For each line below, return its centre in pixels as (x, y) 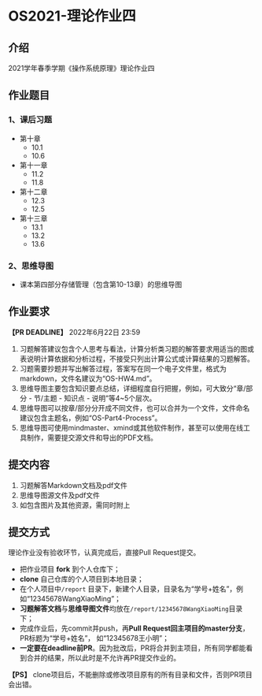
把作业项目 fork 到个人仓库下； (70, 569)
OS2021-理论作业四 (72, 16)
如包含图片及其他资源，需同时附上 (75, 504)
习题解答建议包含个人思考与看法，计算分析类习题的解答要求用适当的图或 (137, 348)
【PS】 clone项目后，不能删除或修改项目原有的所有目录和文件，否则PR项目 (131, 675)
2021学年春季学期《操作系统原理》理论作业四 (81, 68)
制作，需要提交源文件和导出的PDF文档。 (92, 437)
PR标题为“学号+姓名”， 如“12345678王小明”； (94, 638)
